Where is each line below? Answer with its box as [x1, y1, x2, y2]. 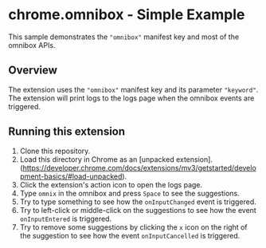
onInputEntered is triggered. [19, 214, 112, 223]
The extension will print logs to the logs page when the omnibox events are [8, 93, 255, 103]
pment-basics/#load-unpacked [19, 171, 123, 181]
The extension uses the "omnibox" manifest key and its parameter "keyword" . [8, 85, 259, 94]
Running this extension [8, 125, 126, 139]
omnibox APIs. [8, 40, 56, 49]
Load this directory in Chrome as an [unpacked [19, 154, 174, 164]
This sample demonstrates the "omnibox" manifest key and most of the [8, 32, 240, 41]
